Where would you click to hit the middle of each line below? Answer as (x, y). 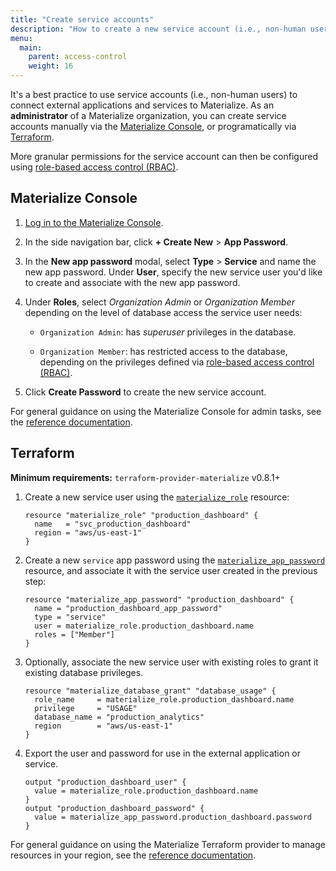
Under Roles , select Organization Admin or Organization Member (159, 302)
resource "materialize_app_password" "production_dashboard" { (159, 599)
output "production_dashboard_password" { (114, 808)
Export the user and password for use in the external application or (163, 753)
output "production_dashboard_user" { (105, 782)
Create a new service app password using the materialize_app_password (175, 560)
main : (31, 47)
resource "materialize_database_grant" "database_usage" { (150, 691)
